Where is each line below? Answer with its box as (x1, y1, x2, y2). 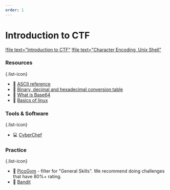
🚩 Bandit (12, 179, 31, 185)
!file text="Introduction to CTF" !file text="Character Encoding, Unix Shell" (5, 47, 162, 53)
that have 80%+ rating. (12, 174, 62, 180)
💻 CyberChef (12, 132, 42, 138)
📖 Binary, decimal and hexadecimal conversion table (12, 86, 123, 92)
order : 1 (5, 7, 24, 13)
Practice (5, 146, 27, 154)
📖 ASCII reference (12, 80, 51, 87)
